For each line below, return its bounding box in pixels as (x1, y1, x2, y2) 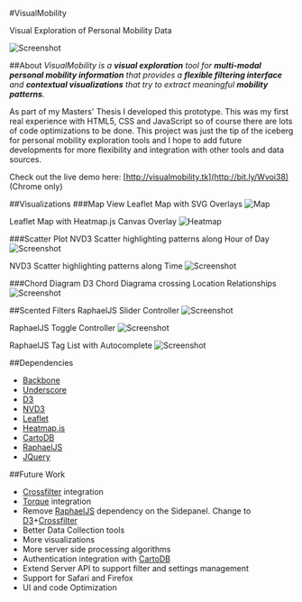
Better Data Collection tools (22, 524, 125, 535)
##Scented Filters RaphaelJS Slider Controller (9, 306, 180, 315)
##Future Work (9, 469, 66, 479)
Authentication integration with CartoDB (22, 553, 171, 564)
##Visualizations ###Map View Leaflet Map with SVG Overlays (9, 198, 243, 209)
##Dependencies (9, 358, 74, 368)
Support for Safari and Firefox (22, 572, 133, 583)
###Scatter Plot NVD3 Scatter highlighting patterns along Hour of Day (9, 233, 270, 244)
